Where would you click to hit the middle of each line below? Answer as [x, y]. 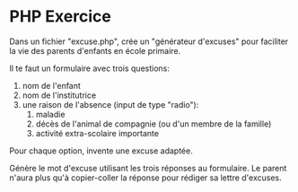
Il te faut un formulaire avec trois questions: [90, 68]
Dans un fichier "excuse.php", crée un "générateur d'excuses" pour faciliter [149, 41]
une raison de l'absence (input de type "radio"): [110, 104]
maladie [50, 114]
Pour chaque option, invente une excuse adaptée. [101, 151]
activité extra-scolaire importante [97, 133]
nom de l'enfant [51, 85]
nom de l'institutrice [59, 95]
